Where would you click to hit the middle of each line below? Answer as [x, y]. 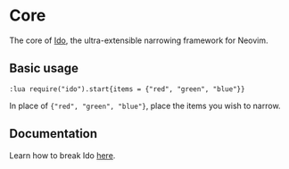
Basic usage [44, 68]
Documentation [54, 134]
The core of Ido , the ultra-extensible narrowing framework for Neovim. [139, 40]
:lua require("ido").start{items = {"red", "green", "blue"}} [127, 89]
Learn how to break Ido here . [62, 155]
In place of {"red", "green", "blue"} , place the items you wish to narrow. [145, 106]
